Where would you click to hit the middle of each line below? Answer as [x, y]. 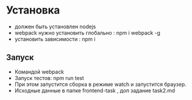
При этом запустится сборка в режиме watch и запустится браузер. [100, 84]
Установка [33, 10]
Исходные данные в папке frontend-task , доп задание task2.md [95, 90]
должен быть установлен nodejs [55, 26]
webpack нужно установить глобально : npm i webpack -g [87, 32]
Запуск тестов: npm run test [49, 78]
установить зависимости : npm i [55, 39]
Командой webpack [39, 72]
